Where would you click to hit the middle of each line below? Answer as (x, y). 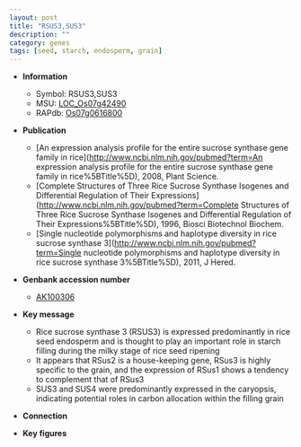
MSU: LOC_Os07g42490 (81, 103)
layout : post (34, 18)
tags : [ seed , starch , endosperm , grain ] (86, 51)
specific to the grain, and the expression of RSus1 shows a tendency (162, 370)
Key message (48, 314)
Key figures (44, 434)
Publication (44, 130)
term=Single (58, 253)
